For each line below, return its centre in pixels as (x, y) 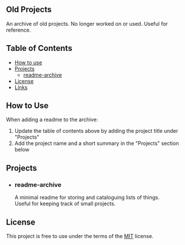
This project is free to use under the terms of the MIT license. (80, 236)
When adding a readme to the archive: (52, 120)
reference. (18, 30)
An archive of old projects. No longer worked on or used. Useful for (87, 23)
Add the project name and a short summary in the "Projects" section (97, 143)
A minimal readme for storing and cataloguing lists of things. (87, 198)
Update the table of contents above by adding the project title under (96, 131)
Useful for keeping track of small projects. (65, 203)
